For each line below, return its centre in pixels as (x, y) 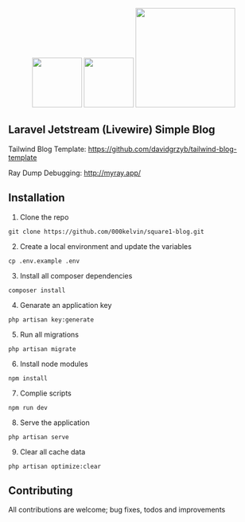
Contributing (41, 491)
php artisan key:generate (51, 319)
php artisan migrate (43, 349)
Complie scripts (45, 393)
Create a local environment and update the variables (106, 246)
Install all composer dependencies (76, 275)
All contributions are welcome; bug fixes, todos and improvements (117, 510)
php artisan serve (39, 437)
